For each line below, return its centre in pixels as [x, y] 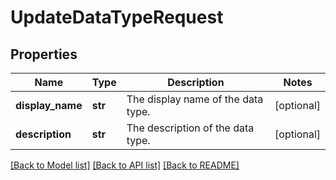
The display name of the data [195, 99]
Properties [44, 54]
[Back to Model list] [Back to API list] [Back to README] [125, 165]
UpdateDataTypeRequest [117, 17]
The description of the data [190, 128]
